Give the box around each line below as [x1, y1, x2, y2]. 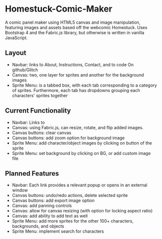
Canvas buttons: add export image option [12, 197, 95, 204]
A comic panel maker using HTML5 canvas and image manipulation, [5, 19, 141, 25]
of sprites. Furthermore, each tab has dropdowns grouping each [12, 87, 140, 93]
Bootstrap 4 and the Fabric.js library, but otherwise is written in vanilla [5, 30, 145, 35]
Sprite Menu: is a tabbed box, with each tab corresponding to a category [12, 82, 157, 88]
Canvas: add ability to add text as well [12, 213, 88, 219]
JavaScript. [5, 35, 28, 41]
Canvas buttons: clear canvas [12, 130, 72, 135]
